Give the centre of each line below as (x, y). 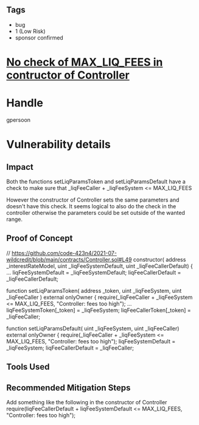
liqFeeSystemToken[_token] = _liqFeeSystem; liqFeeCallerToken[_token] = (99, 310)
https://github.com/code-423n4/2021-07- (65, 253)
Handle (25, 103)
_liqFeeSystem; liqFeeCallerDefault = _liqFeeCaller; (70, 348)
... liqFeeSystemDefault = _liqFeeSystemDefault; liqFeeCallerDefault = (94, 272)
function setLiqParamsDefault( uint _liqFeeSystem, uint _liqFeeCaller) (93, 328)
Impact (20, 167)
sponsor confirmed (39, 37)
